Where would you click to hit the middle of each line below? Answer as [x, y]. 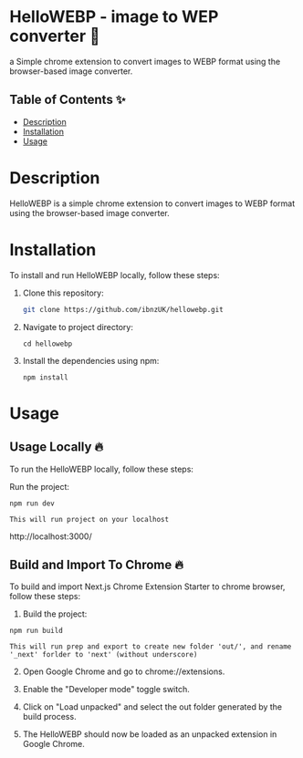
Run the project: [40, 486]
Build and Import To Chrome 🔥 [97, 564]
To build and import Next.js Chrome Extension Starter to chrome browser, [147, 587]
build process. [49, 717]
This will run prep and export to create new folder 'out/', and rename [151, 647]
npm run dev [32, 504]
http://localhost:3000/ [51, 536]
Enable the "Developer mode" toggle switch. [106, 690]
